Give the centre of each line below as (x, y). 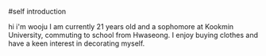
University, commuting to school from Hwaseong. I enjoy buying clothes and (133, 35)
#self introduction (37, 11)
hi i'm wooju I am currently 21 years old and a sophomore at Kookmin (121, 26)
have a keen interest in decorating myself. (77, 43)
